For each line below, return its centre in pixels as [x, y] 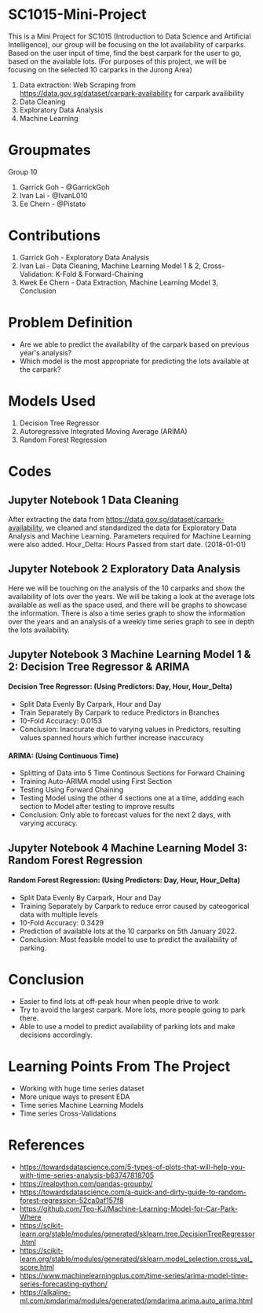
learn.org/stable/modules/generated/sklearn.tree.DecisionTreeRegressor [137, 1234]
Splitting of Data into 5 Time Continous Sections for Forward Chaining [132, 773]
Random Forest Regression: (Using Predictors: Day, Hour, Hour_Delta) [124, 880]
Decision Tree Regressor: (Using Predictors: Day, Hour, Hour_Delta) [121, 686]
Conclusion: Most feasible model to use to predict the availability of [128, 939]
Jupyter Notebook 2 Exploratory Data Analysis [124, 569]
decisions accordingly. [56, 1035]
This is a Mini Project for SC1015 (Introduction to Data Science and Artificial [130, 36]
